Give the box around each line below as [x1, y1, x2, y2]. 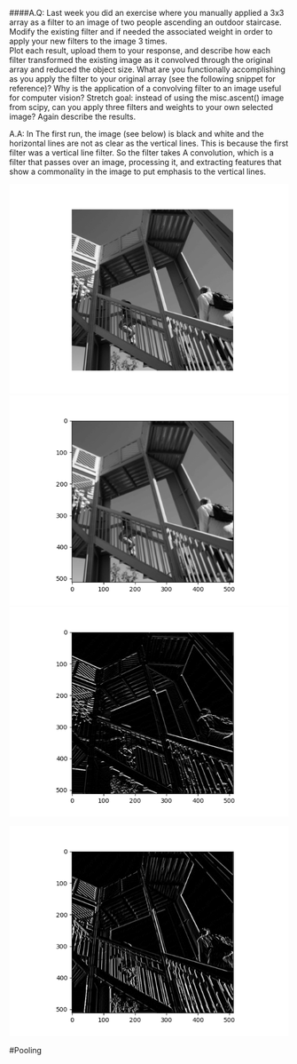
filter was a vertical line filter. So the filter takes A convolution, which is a [9, 147, 275, 158]
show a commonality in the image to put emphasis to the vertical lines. [9, 166, 266, 177]
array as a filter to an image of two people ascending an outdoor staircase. [9, 17, 282, 28]
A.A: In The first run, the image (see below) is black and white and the [9, 129, 264, 139]
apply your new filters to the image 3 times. [9, 36, 168, 46]
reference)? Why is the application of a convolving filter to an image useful [9, 83, 282, 93]
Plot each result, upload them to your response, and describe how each [9, 45, 271, 56]
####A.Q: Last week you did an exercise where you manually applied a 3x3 [9, 8, 285, 18]
